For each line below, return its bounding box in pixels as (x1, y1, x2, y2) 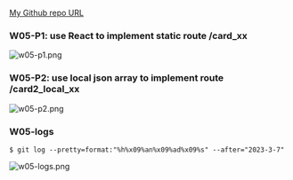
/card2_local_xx (9, 83, 80, 96)
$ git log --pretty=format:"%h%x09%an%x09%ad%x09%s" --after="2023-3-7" (9, 145, 285, 154)
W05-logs (9, 125, 54, 137)
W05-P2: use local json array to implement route (9, 72, 224, 84)
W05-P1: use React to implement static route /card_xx (9, 29, 248, 42)
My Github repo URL (9, 8, 85, 18)
